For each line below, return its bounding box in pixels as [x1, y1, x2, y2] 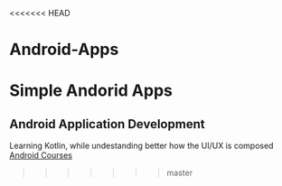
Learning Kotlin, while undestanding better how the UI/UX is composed [9, 140, 274, 152]
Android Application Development [9, 116, 205, 132]
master [166, 167, 193, 179]
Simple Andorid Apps [9, 80, 174, 101]
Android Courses [9, 150, 72, 161]
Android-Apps [9, 40, 119, 60]
